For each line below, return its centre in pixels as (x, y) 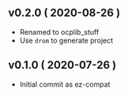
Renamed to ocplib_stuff (59, 32)
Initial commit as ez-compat (65, 84)
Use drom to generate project (66, 40)
